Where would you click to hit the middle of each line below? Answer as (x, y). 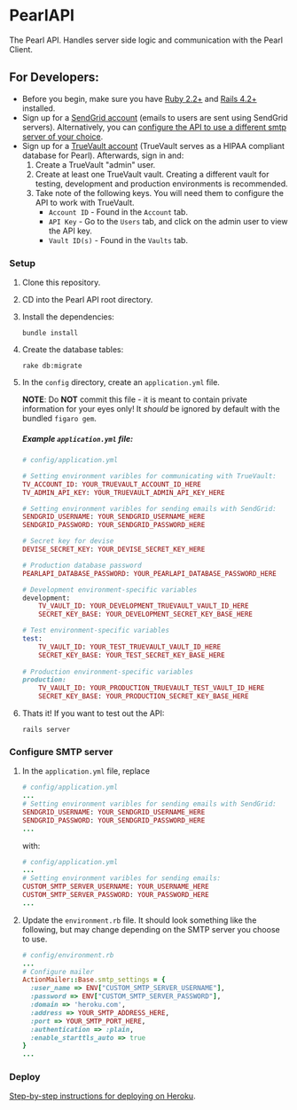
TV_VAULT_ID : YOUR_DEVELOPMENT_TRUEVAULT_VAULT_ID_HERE (144, 606)
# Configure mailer (58, 972)
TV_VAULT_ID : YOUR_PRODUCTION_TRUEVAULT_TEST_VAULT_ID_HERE (152, 689)
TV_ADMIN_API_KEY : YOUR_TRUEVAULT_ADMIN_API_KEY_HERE (123, 492)
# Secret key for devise (68, 541)
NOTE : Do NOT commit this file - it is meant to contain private (135, 399)
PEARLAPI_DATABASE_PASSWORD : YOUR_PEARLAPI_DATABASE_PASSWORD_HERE (149, 573)
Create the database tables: (73, 350)
